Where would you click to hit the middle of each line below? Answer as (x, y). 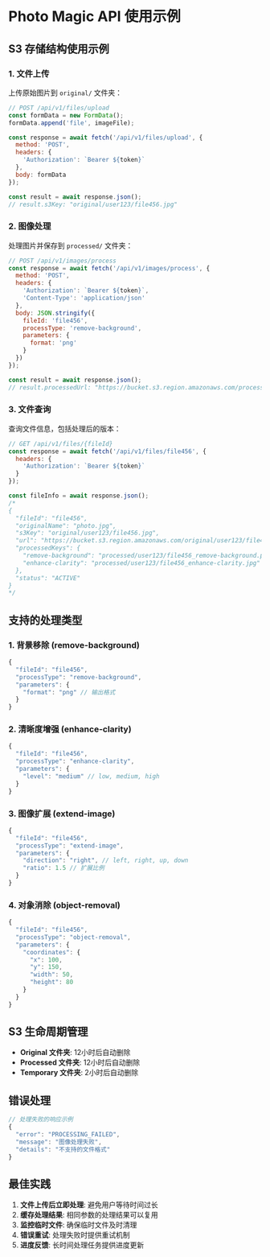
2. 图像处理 (30, 226)
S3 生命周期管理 (48, 1032)
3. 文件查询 (30, 410)
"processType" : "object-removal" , (73, 937)
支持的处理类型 (45, 620)
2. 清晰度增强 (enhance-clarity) (70, 729)
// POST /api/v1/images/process (62, 261)
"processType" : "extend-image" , (70, 846)
